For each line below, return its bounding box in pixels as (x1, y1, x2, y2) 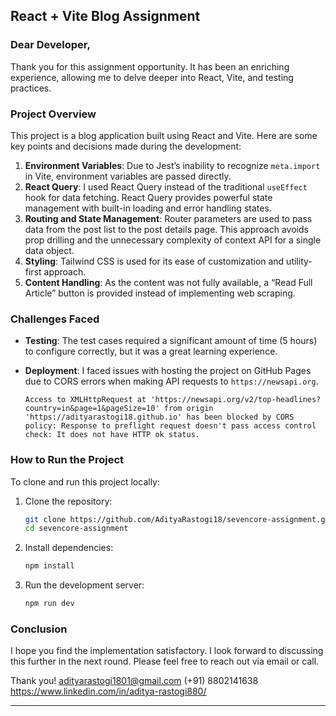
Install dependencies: (24, 542, 114, 554)
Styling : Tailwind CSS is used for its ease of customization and (24, 255, 285, 267)
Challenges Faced (10, 312, 100, 326)
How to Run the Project (10, 453, 125, 467)
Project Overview (10, 107, 97, 121)
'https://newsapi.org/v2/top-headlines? (150, 395, 322, 405)
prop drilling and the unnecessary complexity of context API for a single (24, 234, 322, 246)
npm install (24, 561, 75, 571)
